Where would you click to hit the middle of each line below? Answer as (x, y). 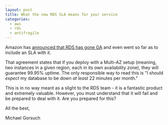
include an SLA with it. (28, 52)
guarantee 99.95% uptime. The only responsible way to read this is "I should (84, 73)
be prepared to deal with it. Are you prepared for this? (61, 98)
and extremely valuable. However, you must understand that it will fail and (81, 93)
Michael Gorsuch (23, 118)
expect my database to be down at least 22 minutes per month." (71, 78)
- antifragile (24, 33)
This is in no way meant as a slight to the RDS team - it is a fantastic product (84, 88)
